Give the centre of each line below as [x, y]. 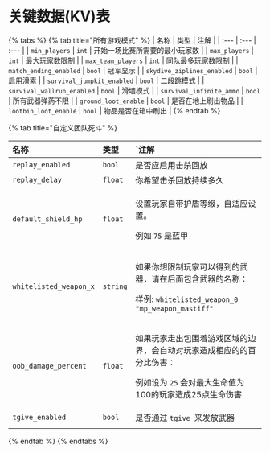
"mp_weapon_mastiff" [175, 308]
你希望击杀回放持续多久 [180, 180]
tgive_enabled [39, 417]
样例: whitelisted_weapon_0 [187, 299]
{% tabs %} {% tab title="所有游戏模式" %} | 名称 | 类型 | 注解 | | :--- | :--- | [132, 40]
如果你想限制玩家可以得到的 [188, 266]
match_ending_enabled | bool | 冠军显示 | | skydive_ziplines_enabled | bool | [133, 70]
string [115, 286]
